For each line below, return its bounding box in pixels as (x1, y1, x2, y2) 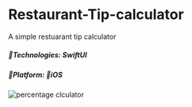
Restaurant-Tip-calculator (8, 6, 184, 24)
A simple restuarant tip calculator (8, 32, 117, 41)
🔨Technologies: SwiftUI (8, 50, 87, 59)
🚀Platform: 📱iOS (8, 70, 63, 79)
